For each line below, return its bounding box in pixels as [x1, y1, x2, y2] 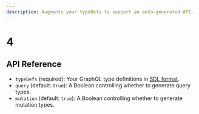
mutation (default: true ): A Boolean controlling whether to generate [15, 95, 183, 102]
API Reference [6, 59, 62, 70]
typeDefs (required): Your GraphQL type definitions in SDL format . [15, 75, 180, 82]
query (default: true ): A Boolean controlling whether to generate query [15, 81, 191, 89]
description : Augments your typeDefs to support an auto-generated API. [6, 8, 194, 15]
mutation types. [15, 101, 55, 108]
